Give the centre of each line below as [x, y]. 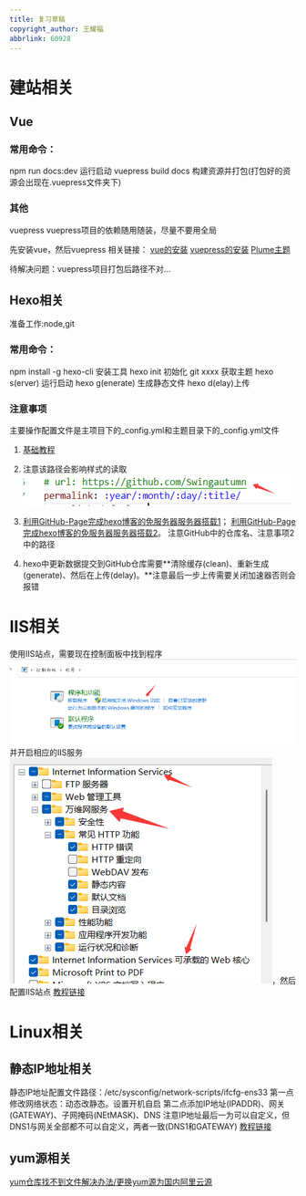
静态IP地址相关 [51, 1069]
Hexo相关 [36, 300]
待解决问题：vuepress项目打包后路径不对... [90, 268]
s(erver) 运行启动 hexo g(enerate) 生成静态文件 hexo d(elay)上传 [130, 382]
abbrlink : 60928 [40, 38]
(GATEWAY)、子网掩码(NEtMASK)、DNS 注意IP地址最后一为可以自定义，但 [150, 1115]
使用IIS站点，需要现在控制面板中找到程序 [86, 653]
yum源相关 [40, 1158]
